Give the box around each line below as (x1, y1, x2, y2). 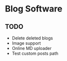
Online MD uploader (11, 46, 52, 51)
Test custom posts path (11, 50, 59, 56)
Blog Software (5, 3, 63, 14)
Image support (11, 40, 41, 46)
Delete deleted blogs (11, 35, 53, 41)
